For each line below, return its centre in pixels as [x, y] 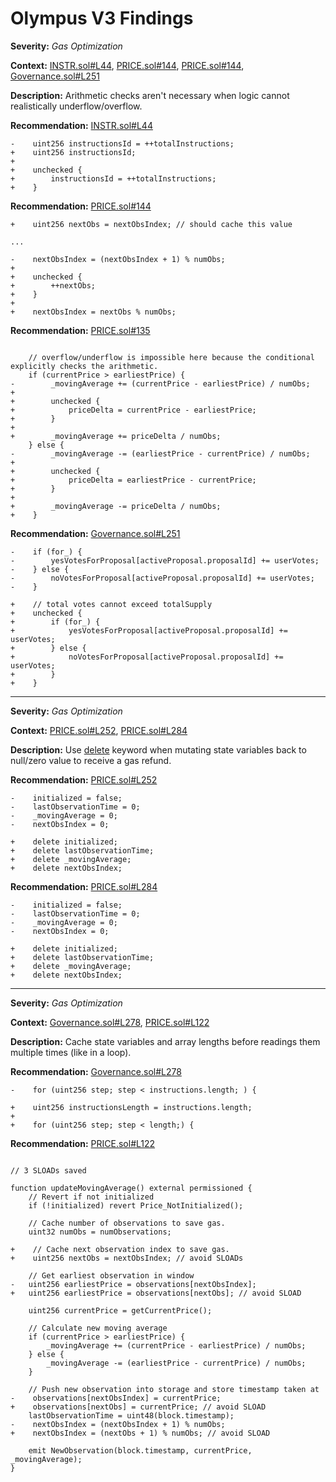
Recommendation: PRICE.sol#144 [81, 206]
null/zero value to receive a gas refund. [91, 760]
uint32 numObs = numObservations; [100, 1232]
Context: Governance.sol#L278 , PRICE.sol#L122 [110, 1022]
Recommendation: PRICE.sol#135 [80, 330]
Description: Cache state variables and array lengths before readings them [165, 1041]
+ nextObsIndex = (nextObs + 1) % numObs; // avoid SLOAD [140, 1433]
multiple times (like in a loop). [71, 1052]
